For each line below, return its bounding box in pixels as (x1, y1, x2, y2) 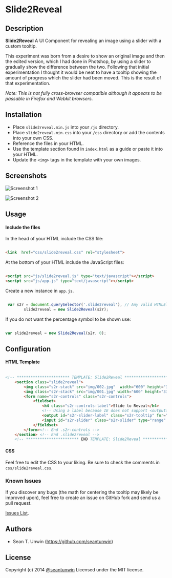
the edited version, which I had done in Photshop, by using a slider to (5, 58, 151, 65)
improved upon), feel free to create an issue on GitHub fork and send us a (5, 494, 161, 501)
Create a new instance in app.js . (5, 287, 74, 294)
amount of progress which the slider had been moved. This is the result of (5, 75, 161, 80)
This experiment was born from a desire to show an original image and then (5, 53, 165, 59)
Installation (5, 110, 42, 119)
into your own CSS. (12, 135, 54, 141)
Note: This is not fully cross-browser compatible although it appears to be (5, 90, 162, 96)
